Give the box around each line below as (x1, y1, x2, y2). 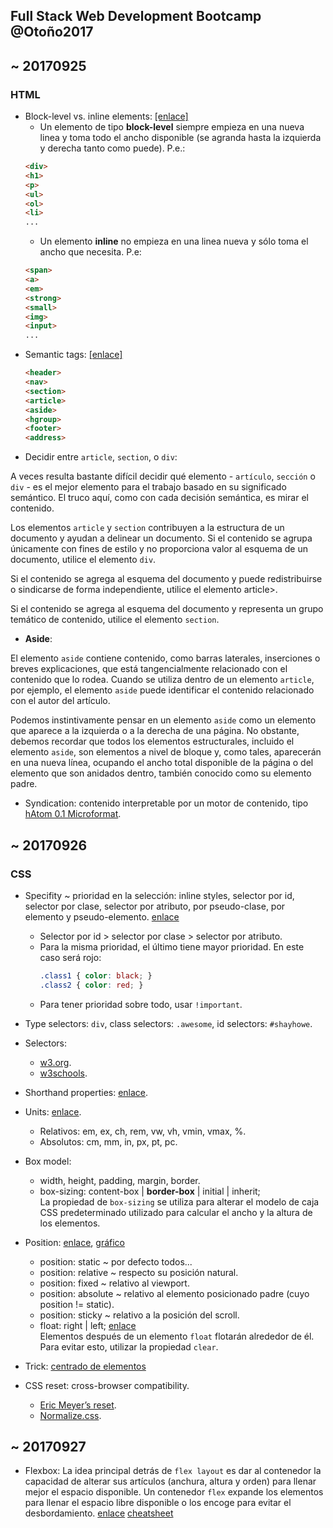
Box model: (24, 1155, 72, 1167)
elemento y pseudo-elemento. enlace (24, 910, 180, 923)
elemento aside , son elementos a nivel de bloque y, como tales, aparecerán (10, 746, 322, 758)
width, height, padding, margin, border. (39, 1174, 201, 1186)
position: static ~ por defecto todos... (39, 1255, 193, 1268)
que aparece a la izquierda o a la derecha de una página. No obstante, (10, 725, 300, 737)
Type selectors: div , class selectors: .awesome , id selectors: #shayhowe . (24, 1017, 313, 1029)
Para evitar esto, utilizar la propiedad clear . (39, 1340, 219, 1353)
